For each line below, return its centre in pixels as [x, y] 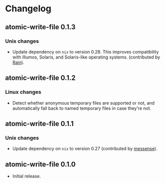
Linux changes [23, 92]
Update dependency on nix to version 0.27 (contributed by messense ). [85, 149]
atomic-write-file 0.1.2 [40, 78]
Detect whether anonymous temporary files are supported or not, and [83, 103]
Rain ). [18, 62]
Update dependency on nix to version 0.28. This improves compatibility [85, 52]
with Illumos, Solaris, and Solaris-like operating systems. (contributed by [86, 57]
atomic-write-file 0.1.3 [40, 27]
